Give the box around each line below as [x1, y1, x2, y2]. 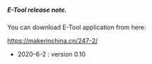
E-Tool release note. [7, 6, 67, 14]
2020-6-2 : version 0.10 [17, 49, 86, 58]
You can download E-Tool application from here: [7, 23, 146, 31]
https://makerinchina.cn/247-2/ [7, 36, 98, 45]
